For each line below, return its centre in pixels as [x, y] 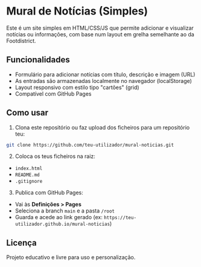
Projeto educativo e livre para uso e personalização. [71, 257]
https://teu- [120, 218]
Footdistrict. [21, 41]
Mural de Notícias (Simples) [77, 11]
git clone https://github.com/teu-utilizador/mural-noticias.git [90, 145]
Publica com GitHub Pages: [49, 193]
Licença [22, 242]
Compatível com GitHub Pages [53, 94]
